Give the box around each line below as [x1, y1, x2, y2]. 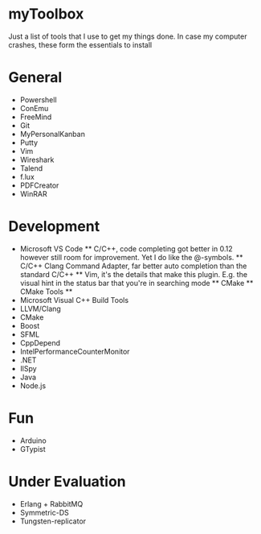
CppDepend [19, 337, 61, 347]
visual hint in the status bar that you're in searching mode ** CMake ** [19, 278, 254, 288]
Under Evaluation [8, 472, 126, 491]
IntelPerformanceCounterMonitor [19, 346, 130, 356]
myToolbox [8, 5, 84, 23]
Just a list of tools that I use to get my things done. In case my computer [8, 31, 247, 41]
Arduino [19, 436, 47, 445]
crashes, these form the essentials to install [8, 39, 153, 49]
